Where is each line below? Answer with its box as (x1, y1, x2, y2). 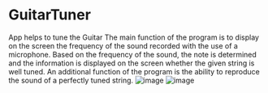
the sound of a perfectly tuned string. (8, 75, 134, 85)
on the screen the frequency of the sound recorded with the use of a (8, 40, 238, 50)
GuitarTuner (8, 6, 92, 24)
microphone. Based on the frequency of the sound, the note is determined (8, 49, 257, 59)
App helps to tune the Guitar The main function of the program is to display (8, 32, 260, 42)
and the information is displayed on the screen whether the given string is (8, 58, 255, 68)
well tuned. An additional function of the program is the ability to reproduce (8, 66, 260, 76)
